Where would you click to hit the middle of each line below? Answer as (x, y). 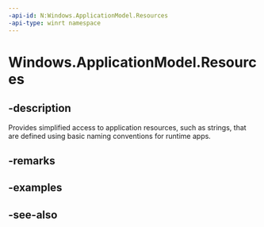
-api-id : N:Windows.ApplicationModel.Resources (88, 15)
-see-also (33, 215)
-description (40, 108)
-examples (35, 188)
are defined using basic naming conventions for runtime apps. (110, 136)
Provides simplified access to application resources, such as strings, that (128, 127)
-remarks (32, 161)
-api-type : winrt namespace (55, 23)
